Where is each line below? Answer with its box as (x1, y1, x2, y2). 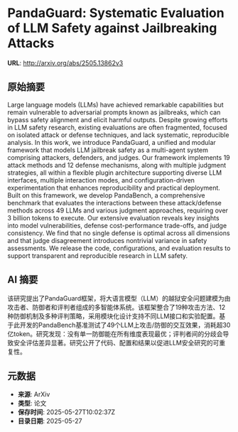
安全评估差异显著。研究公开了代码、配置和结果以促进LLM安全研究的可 (13, 338, 220, 347)
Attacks (7, 36, 55, 51)
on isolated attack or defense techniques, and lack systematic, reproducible (7, 130, 229, 139)
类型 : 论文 (17, 399, 47, 408)
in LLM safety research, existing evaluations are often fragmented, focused (7, 123, 227, 131)
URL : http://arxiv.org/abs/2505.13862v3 (7, 58, 124, 67)
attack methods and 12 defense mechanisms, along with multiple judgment (7, 161, 226, 169)
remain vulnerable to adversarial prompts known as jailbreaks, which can (7, 108, 221, 117)
